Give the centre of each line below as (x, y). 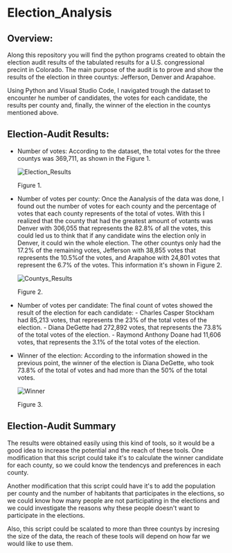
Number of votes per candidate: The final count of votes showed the (115, 305)
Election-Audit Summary (62, 427)
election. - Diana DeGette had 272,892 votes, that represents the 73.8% (119, 327)
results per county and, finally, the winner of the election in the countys (109, 105)
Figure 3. (30, 404)
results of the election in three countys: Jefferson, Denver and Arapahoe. (111, 77)
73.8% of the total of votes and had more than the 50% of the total (112, 370)
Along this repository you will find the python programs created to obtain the (116, 55)
